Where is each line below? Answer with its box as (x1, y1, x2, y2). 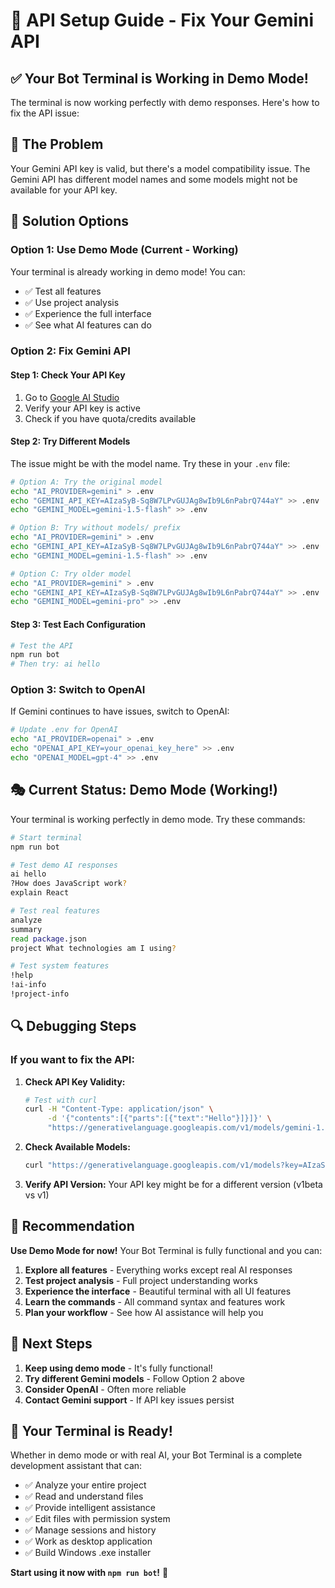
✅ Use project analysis (24, 296, 120, 308)
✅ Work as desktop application (24, 1535, 153, 1548)
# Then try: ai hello (10, 659, 101, 669)
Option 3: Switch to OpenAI (10, 683, 146, 697)
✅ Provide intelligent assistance (24, 1502, 156, 1514)
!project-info (10, 989, 70, 999)
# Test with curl (24, 1095, 98, 1105)
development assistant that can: (10, 1460, 143, 1472)
